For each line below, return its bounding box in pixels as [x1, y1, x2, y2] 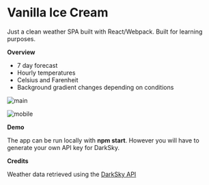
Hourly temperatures [16, 69, 76, 77]
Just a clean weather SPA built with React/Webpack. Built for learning [7, 27, 203, 36]
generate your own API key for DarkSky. [7, 143, 120, 151]
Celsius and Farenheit [16, 75, 79, 84]
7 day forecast [16, 61, 58, 69]
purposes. [7, 34, 36, 42]
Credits [7, 156, 29, 165]
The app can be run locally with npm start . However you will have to [7, 136, 199, 145]
